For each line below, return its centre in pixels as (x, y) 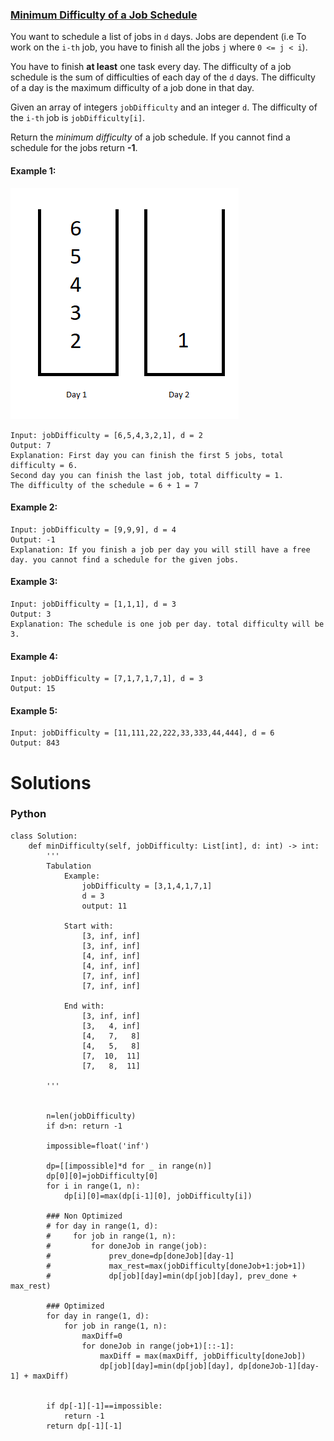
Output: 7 (31, 445)
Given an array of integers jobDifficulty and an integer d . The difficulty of (164, 107)
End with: (84, 1006)
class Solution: (44, 836)
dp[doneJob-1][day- (279, 1366)
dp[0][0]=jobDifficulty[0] (102, 1176)
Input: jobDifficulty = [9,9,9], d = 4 (93, 529)
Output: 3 (31, 614)
